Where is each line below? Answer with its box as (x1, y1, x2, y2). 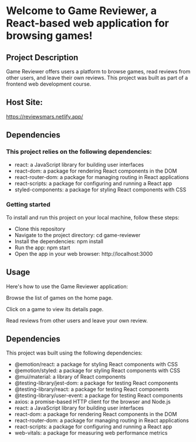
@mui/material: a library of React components (14, 373, 126, 380)
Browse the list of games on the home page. (6, 294, 113, 301)
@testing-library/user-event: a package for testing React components (14, 392, 183, 399)
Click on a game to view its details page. (6, 305, 104, 312)
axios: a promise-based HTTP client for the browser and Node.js (14, 398, 171, 406)
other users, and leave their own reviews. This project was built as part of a (6, 75, 188, 81)
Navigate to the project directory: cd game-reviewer (14, 231, 141, 238)
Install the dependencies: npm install (14, 238, 104, 245)
